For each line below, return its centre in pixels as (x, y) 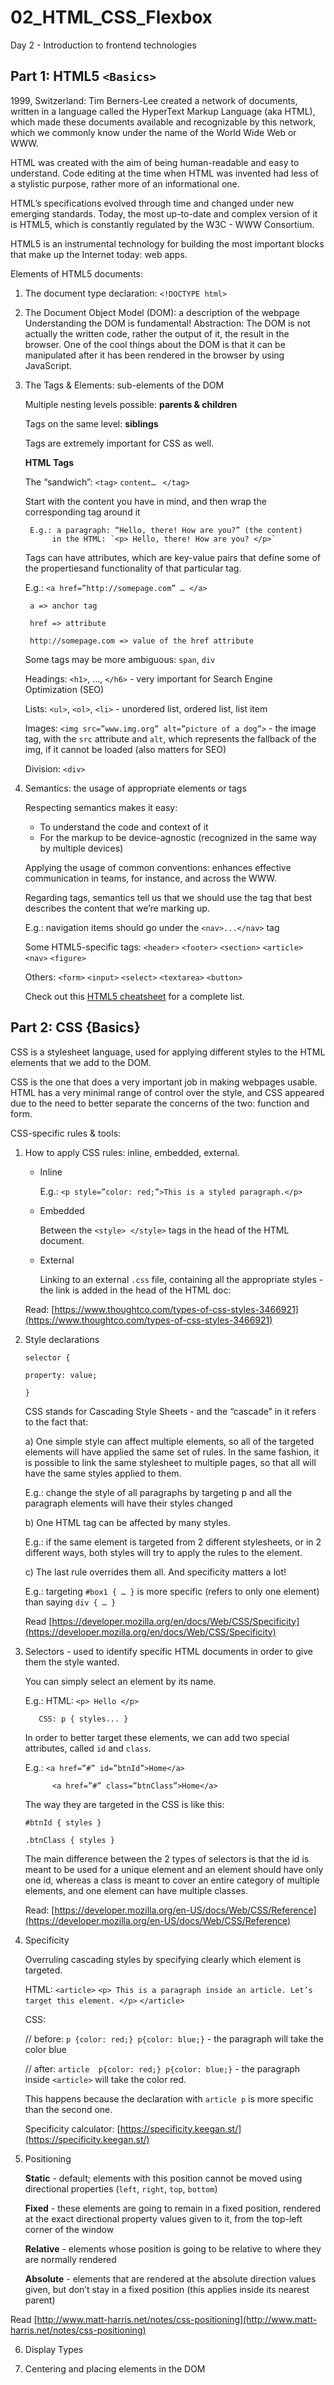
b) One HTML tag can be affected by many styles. (127, 1522)
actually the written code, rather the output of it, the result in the (157, 333)
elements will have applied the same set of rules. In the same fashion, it (172, 1452)
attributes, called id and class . (88, 1748)
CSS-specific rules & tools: (66, 1133)
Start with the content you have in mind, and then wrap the (145, 501)
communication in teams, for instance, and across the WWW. (150, 878)
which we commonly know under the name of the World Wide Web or (153, 132)
